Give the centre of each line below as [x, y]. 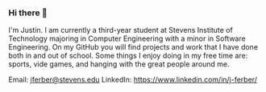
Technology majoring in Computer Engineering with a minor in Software [127, 38]
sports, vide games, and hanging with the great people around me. [119, 64]
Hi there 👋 [28, 13]
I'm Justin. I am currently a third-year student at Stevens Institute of [121, 30]
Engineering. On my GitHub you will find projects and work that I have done [133, 47]
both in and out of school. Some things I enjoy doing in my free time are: [128, 56]
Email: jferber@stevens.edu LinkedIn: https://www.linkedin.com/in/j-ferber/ [133, 80]
